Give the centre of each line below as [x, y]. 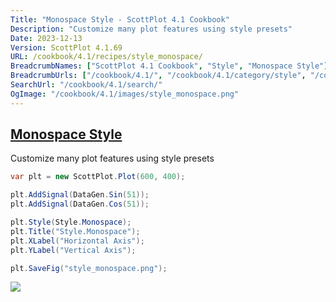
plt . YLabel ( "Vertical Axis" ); [73, 250]
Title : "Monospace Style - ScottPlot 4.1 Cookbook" [120, 19]
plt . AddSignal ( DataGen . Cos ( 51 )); [80, 204]
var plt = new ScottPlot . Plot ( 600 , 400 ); [98, 177]
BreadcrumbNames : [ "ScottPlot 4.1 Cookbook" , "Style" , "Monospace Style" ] [169, 66]
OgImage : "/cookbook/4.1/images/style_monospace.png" [125, 94]
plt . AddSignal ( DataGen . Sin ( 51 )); [80, 195]
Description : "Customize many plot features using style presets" [151, 29]
